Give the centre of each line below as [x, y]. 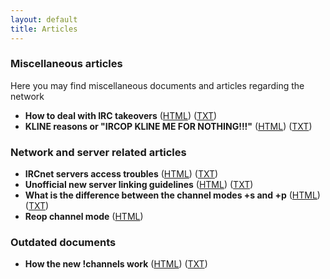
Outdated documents [63, 243]
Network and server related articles [98, 152]
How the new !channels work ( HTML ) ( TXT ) [116, 264]
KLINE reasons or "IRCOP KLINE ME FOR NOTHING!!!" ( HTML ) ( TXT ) [168, 126]
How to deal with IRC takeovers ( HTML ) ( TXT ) [121, 115]
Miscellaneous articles [66, 64]
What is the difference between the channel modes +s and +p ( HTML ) [172, 195]
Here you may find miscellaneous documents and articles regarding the [157, 85]
